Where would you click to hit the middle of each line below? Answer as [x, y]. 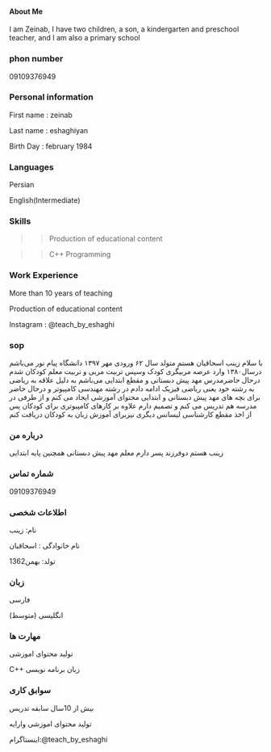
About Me [26, 11]
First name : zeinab [41, 115]
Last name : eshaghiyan [49, 130]
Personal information [51, 97]
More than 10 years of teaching [61, 293]
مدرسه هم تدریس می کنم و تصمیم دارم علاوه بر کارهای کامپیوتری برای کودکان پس [133, 405]
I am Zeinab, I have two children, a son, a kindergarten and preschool [124, 29]
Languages [32, 167]
